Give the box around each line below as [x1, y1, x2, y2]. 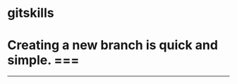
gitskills [7, 5, 54, 21]
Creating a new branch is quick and [7, 37, 219, 54]
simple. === [7, 52, 80, 68]
